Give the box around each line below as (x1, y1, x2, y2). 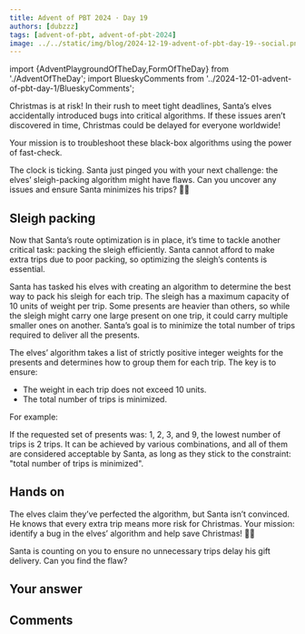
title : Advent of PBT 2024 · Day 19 (9, 13, 148, 23)
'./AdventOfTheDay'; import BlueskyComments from (9, 74, 204, 85)
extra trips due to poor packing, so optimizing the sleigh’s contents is (9, 254, 268, 265)
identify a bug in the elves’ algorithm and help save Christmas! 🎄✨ (9, 528, 256, 538)
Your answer (9, 581, 84, 597)
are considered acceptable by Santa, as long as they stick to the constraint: (9, 448, 292, 459)
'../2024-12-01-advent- (205, 74, 292, 85)
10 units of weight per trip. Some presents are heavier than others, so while (9, 301, 290, 312)
